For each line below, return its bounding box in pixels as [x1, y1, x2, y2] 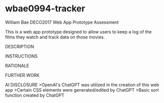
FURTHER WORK [5, 72, 40, 78]
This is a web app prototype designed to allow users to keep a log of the [5, 29, 152, 34]
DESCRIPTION [5, 43, 34, 49]
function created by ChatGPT [5, 92, 65, 98]
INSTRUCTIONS [5, 53, 38, 59]
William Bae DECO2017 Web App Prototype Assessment [5, 19, 119, 25]
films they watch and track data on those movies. [5, 34, 105, 40]
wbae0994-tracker [5, 3, 85, 14]
